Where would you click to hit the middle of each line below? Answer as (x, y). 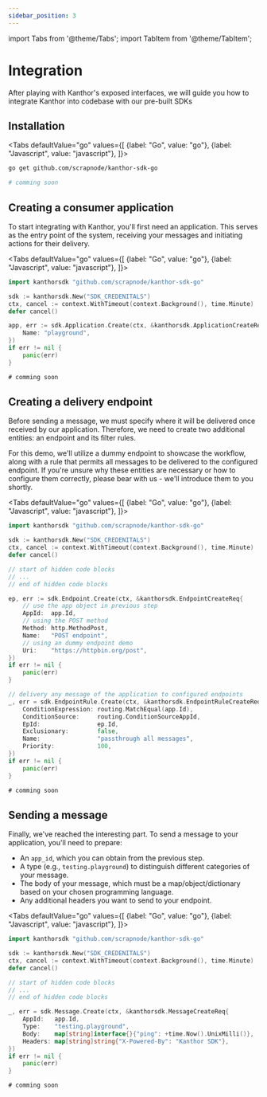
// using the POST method (66, 621)
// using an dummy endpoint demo (78, 643)
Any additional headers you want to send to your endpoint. (116, 900)
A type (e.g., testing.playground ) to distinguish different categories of (135, 867)
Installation (37, 125)
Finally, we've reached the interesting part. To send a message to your (123, 834)
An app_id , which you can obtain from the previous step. (112, 858)
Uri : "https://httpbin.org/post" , (85, 650)
